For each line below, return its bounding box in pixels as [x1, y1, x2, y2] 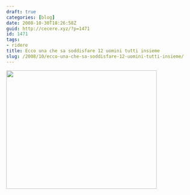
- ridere [6, 43, 28, 49]
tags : [6, 37, 20, 43]
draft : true [6, 8, 36, 15]
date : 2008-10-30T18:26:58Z [6, 20, 77, 26]
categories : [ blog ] [6, 14, 55, 20]
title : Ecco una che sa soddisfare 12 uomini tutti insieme [6, 48, 161, 54]
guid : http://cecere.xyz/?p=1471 [6, 25, 90, 32]
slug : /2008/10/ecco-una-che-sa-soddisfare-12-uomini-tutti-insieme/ [6, 53, 185, 59]
